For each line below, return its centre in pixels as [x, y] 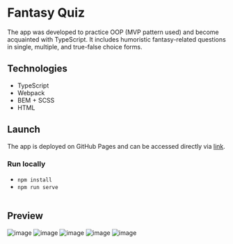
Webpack [31, 92]
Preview [25, 216]
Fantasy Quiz [46, 13]
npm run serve [38, 187]
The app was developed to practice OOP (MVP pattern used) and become [113, 32]
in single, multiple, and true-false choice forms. [75, 47]
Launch [24, 130]
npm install [34, 180]
